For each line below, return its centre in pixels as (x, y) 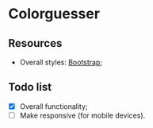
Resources (35, 43)
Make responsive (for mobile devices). (82, 115)
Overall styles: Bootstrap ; (61, 62)
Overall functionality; (54, 106)
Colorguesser (54, 14)
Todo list (30, 87)
